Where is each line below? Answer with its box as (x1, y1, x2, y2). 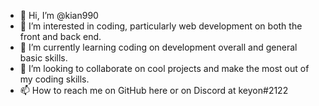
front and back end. (19, 31, 102, 42)
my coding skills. (19, 73, 90, 85)
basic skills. (19, 52, 68, 64)
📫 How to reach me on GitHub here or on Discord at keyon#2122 (19, 85, 289, 96)
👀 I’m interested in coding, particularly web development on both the (19, 20, 303, 32)
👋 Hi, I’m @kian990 (19, 10, 99, 21)
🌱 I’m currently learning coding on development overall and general (19, 41, 298, 53)
